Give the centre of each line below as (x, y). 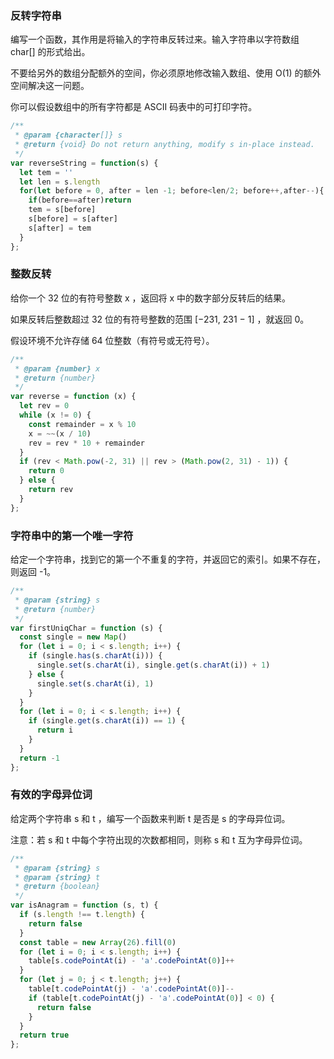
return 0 (46, 471)
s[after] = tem (60, 228)
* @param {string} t (57, 877)
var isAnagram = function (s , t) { (84, 905)
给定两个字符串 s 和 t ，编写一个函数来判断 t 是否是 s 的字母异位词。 (150, 818)
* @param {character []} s (68, 135)
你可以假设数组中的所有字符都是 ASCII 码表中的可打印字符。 (134, 107)
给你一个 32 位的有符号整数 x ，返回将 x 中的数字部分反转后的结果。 (151, 298)
